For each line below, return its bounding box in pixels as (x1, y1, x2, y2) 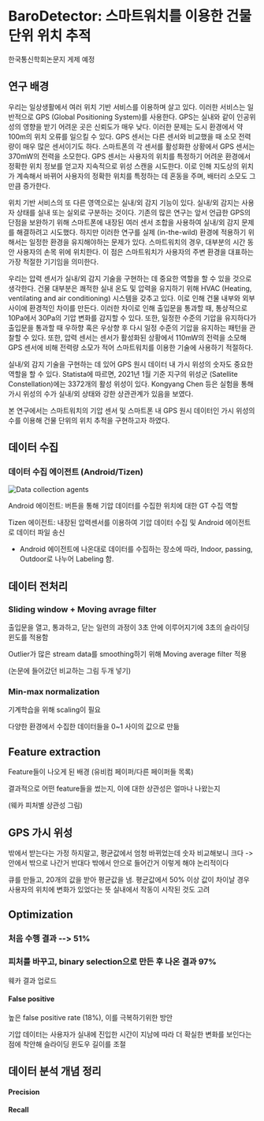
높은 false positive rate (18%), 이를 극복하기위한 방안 (8, 1012, 173, 1022)
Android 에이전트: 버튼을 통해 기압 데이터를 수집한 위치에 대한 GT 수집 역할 (8, 501, 239, 511)
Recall (8, 1105, 29, 1115)
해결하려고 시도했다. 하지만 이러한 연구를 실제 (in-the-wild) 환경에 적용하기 (16, 227, 247, 236)
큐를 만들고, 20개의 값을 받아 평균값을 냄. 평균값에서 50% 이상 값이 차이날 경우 (8, 875, 250, 885)
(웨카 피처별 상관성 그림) (8, 801, 83, 810)
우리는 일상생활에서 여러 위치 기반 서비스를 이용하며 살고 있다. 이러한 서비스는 (8, 102, 246, 111)
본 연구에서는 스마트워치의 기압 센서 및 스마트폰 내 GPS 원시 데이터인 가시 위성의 (8, 405, 255, 415)
